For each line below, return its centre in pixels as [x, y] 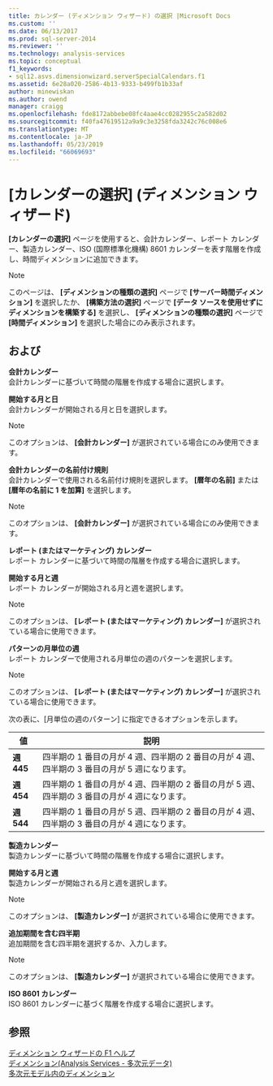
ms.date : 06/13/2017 [43, 31]
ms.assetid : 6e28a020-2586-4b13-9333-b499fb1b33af [96, 84]
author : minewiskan [41, 91]
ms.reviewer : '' [36, 46]
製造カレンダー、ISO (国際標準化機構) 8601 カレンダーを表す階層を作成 [142, 249]
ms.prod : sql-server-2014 [52, 39]
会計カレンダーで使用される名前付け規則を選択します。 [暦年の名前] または [134, 480]
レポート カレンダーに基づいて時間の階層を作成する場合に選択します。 [127, 560]
